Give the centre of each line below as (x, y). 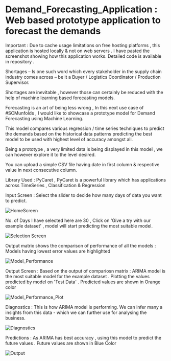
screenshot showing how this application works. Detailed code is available (83, 56)
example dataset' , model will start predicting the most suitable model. (79, 225)
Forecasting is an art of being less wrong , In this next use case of (75, 107)
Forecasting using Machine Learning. (44, 118)
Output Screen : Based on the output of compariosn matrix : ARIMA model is (86, 271)
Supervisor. (17, 82)
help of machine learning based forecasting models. (60, 98)
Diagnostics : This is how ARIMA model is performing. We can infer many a (84, 307)
